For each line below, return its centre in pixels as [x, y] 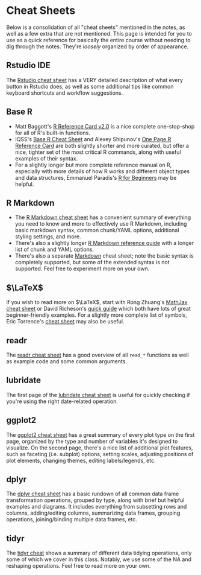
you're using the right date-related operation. [62, 401]
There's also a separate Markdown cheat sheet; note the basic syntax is [104, 256]
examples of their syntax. [46, 158]
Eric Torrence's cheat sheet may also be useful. [65, 322]
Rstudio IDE [28, 65]
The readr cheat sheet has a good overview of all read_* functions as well [97, 355]
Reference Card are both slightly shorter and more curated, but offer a [102, 145]
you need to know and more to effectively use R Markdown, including [101, 224]
